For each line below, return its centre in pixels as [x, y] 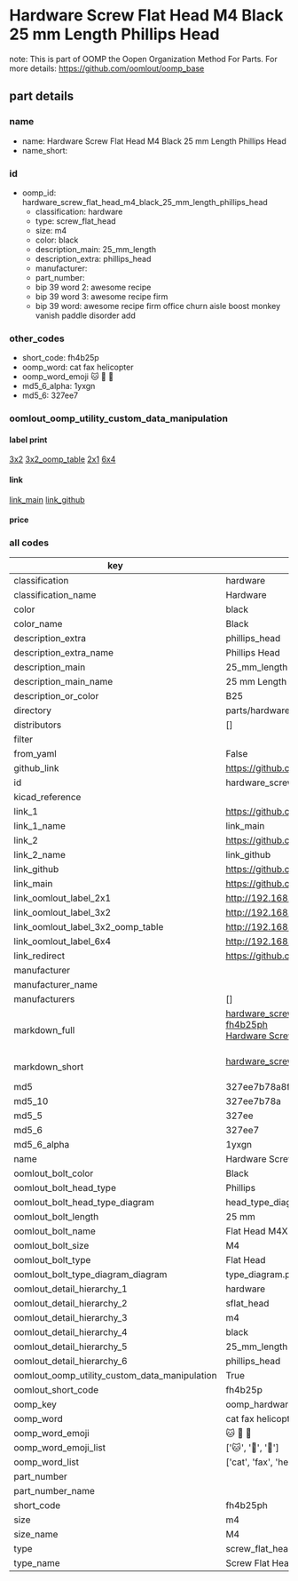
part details [42, 96]
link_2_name [40, 855]
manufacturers [44, 999]
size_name [36, 1535]
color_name [38, 624]
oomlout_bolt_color [54, 1173]
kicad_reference [47, 798]
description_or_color [56, 696]
